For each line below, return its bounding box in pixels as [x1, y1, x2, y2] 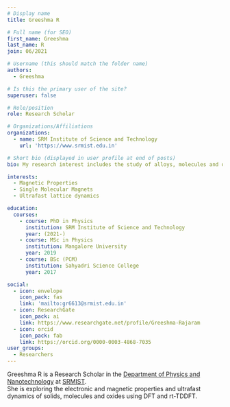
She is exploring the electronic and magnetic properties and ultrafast [7, 385, 201, 393]
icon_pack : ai [19, 313, 60, 320]
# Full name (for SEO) [7, 29, 72, 36]
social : [7, 281, 29, 288]
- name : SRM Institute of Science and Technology [13, 136, 157, 143]
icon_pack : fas [19, 294, 63, 301]
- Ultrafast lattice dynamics [13, 193, 99, 200]
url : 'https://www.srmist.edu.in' [19, 142, 118, 149]
